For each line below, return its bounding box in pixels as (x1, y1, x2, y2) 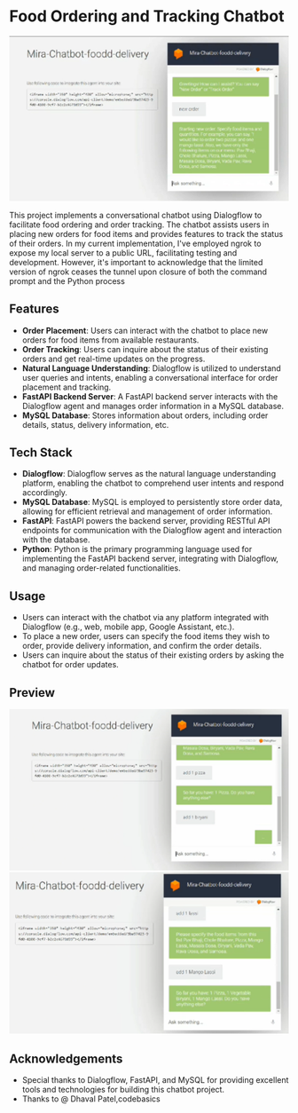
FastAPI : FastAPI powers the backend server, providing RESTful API (21, 516, 271, 526)
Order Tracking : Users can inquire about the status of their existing (21, 343, 269, 354)
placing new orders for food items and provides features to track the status (9, 228, 284, 239)
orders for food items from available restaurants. (21, 335, 200, 345)
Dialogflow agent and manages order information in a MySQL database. (21, 400, 285, 411)
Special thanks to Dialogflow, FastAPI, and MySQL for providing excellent (21, 1075, 289, 1085)
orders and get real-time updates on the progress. (21, 353, 206, 364)
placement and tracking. (21, 382, 112, 392)
